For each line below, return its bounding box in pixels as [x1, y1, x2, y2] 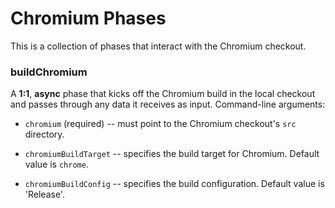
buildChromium [10, 65, 88, 79]
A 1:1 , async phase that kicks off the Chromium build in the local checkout [10, 88, 316, 100]
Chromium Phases [10, 7, 167, 30]
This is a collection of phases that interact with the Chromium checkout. [10, 40, 307, 52]
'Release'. [24, 188, 65, 201]
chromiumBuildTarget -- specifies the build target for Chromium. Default [24, 148, 320, 160]
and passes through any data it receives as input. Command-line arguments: [10, 98, 326, 111]
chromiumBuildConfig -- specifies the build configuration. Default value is [24, 178, 325, 190]
